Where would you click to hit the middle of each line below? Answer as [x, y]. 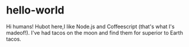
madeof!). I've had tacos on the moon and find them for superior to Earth [94, 32]
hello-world [35, 10]
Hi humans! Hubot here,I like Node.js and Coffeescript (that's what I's [90, 26]
